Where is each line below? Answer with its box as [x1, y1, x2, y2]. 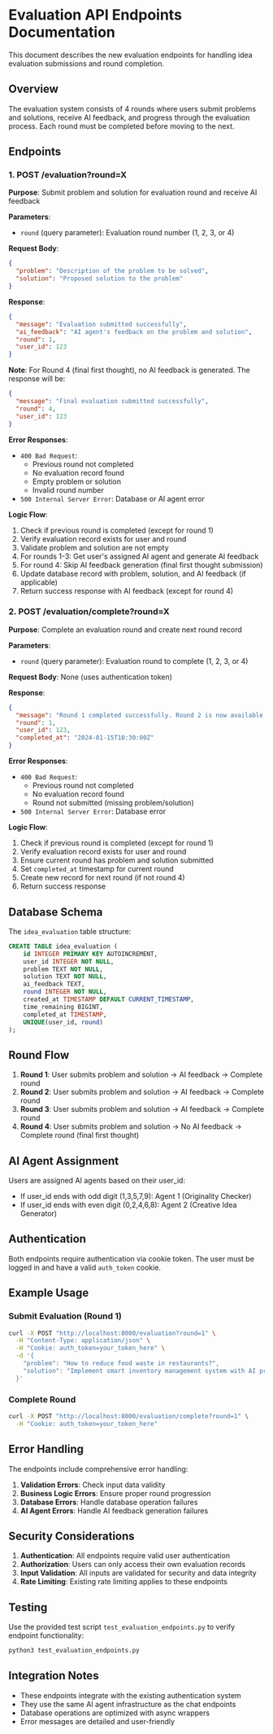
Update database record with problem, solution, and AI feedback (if [19, 568, 246, 578]
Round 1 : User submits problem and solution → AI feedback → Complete [19, 1069, 263, 1080]
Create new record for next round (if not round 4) [19, 873, 185, 883]
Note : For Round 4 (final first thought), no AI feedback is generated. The [8, 365, 250, 375]
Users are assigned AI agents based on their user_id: [8, 1175, 185, 1186]
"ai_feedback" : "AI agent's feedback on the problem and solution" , [15, 327, 253, 336]
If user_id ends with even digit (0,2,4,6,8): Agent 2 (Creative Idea [19, 1200, 237, 1210]
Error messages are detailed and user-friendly [19, 1716, 175, 1726]
